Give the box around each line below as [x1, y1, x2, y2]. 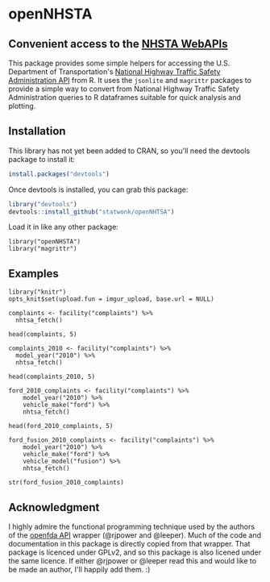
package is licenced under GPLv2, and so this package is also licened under [8, 547, 262, 557]
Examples [8, 267, 59, 281]
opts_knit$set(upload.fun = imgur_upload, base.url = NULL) [8, 295, 215, 303]
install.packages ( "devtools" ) [8, 170, 110, 178]
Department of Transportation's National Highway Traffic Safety [8, 67, 221, 77]
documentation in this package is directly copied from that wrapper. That [8, 539, 251, 549]
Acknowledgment [8, 501, 100, 514]
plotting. [8, 102, 36, 110]
